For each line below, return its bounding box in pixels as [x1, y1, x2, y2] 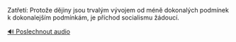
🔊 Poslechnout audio [7, 27, 71, 36]
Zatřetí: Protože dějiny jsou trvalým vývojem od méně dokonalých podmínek [7, 6, 229, 14]
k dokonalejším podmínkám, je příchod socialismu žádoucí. [7, 13, 179, 22]
